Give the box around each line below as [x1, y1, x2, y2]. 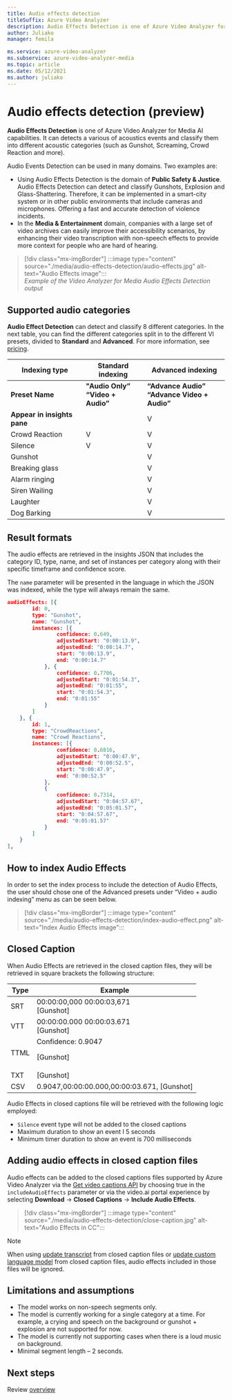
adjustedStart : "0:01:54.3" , [56, 676, 140, 683]
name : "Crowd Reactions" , [32, 734, 107, 741]
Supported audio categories [7, 304, 130, 316]
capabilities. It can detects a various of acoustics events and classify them [7, 134, 219, 142]
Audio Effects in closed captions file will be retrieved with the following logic [7, 1099, 224, 1108]
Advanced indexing [151, 366, 217, 375]
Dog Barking [10, 509, 51, 518]
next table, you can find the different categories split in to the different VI [7, 330, 214, 339]
